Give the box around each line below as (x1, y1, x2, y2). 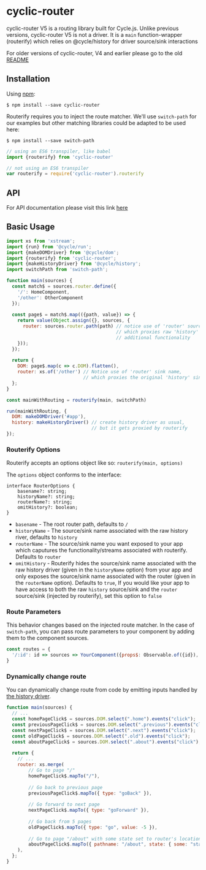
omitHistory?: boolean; (17, 505, 78, 511)
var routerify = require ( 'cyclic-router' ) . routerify (6, 170, 144, 177)
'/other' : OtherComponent (17, 294, 84, 301)
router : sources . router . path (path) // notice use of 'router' (22, 323, 185, 329)
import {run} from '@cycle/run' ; (6, 243, 92, 250)
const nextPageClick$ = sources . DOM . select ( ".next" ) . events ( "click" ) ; (12, 727, 196, 733)
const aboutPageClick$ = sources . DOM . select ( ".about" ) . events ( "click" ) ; (12, 739, 202, 745)
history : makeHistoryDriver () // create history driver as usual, (12, 419, 185, 425)
